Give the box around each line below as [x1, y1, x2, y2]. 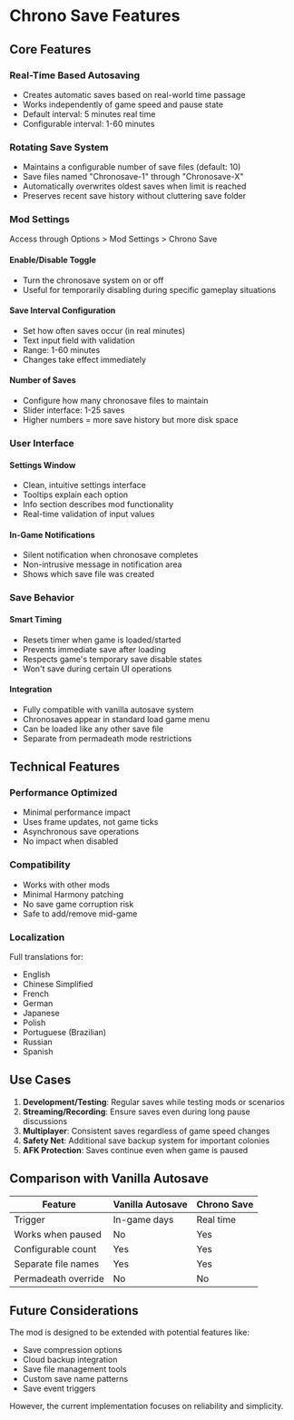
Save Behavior [9, 592, 74, 604]
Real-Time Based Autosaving [9, 69, 141, 82]
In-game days [113, 1213, 174, 1226]
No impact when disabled [22, 836, 119, 847]
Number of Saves [9, 375, 77, 386]
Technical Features [9, 759, 121, 775]
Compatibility [9, 858, 71, 871]
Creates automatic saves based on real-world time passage [22, 89, 246, 100]
